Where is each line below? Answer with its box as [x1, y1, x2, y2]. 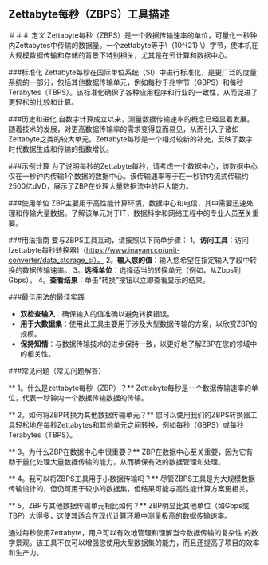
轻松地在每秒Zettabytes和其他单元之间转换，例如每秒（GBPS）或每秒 [14, 420, 244, 429]
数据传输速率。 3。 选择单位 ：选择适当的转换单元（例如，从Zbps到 [22, 265, 241, 274]
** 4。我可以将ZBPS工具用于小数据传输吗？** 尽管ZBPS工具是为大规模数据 [8, 474, 255, 483]
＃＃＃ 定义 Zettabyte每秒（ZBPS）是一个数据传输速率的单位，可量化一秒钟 [8, 30, 258, 40]
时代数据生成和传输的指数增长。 [8, 144, 113, 153]
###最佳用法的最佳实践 [8, 292, 85, 301]
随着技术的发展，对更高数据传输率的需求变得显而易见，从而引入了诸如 [8, 124, 239, 133]
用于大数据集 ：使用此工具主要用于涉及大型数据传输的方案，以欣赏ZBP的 [19, 319, 258, 328]
